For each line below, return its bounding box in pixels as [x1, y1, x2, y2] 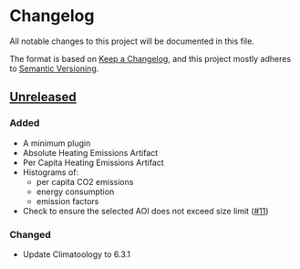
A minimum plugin [22, 138, 91, 149]
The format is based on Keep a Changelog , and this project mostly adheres [9, 53, 292, 64]
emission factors [36, 195, 99, 206]
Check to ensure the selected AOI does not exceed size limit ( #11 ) [22, 205, 269, 216]
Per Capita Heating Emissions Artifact [22, 157, 164, 168]
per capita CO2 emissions [36, 176, 134, 187]
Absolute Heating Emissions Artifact [22, 147, 159, 158]
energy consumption [36, 186, 115, 197]
